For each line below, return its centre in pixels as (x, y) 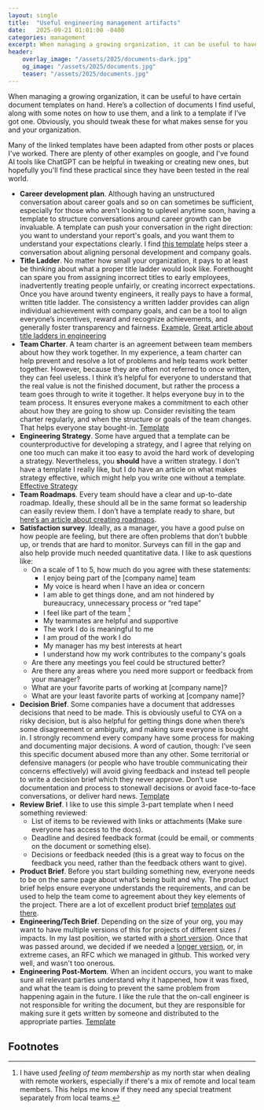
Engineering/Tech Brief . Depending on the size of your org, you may (131, 921)
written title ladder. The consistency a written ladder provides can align (134, 302)
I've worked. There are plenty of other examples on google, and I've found (128, 153)
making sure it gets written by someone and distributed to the (119, 1013)
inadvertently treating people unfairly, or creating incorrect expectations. (137, 285)
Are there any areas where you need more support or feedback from (142, 671)
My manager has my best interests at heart (112, 646)
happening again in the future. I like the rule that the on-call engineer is (134, 997)
